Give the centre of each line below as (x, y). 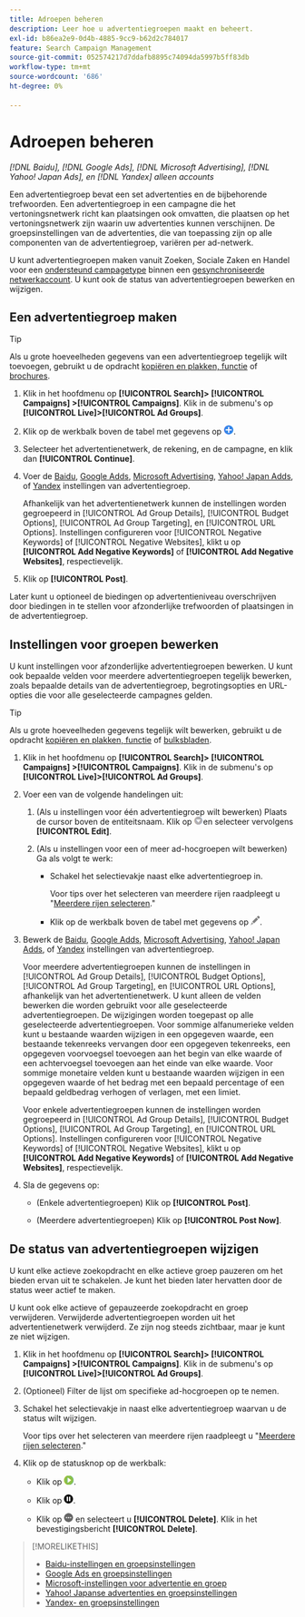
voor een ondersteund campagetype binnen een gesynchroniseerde (137, 269)
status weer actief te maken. (63, 1290)
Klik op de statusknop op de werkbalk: (94, 1463)
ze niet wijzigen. (40, 1337)
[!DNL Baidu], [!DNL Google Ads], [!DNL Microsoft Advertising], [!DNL (140, 167)
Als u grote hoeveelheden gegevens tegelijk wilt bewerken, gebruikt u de (146, 730)
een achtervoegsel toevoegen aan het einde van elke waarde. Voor (148, 1063)
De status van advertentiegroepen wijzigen (134, 1249)
